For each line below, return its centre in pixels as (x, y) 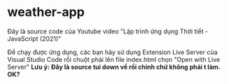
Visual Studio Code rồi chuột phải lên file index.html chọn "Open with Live (114, 59)
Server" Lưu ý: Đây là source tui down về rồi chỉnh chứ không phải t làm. (114, 67)
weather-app (46, 12)
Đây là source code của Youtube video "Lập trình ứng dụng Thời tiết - (108, 31)
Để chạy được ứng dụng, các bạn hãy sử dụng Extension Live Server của (112, 52)
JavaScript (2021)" (34, 38)
